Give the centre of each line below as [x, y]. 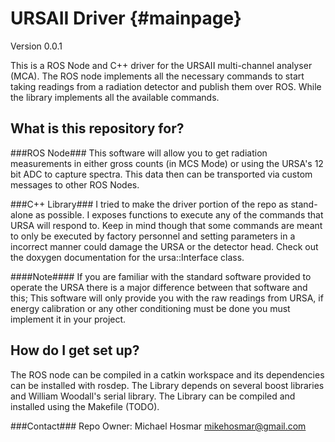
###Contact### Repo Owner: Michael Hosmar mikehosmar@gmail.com [158, 426]
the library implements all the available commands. [115, 97]
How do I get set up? [75, 350]
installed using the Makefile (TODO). [85, 406]
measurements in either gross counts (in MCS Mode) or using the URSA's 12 [167, 163]
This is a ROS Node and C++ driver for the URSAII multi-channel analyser [161, 65]
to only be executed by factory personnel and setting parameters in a [153, 236]
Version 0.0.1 [36, 46]
